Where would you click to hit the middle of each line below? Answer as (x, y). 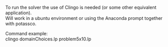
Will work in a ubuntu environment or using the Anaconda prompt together (84, 18)
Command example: (26, 33)
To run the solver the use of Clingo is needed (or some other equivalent (81, 7)
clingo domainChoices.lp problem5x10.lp (48, 39)
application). (18, 13)
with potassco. (21, 24)
